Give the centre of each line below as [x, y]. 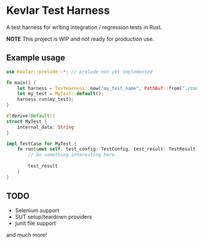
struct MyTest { [27, 121]
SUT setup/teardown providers [53, 217]
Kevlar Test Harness [58, 11]
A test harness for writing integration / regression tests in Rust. [84, 27]
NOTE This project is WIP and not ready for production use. [80, 39]
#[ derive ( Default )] [31, 116]
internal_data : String [46, 127]
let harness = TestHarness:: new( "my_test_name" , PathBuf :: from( [100, 88]
